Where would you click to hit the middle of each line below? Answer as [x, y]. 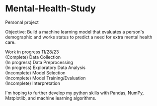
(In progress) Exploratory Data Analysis [45, 68]
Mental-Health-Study [50, 9]
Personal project [22, 22]
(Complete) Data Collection [33, 57]
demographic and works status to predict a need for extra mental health [79, 37]
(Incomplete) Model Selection [35, 72]
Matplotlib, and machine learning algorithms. [51, 98]
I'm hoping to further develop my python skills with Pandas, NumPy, [75, 93]
